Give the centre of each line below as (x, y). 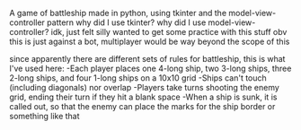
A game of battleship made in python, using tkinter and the (118, 13)
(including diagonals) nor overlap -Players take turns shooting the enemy (145, 87)
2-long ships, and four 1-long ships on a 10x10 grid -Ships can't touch (138, 78)
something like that (44, 116)
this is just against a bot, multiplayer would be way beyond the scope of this (150, 41)
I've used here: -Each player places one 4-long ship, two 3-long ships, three (150, 68)
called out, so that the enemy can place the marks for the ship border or (142, 106)
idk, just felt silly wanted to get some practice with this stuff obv (169, 32)
